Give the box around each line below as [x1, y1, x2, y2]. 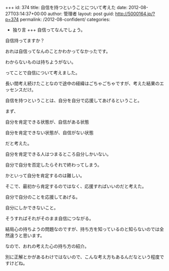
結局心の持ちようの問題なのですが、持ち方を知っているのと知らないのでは [5, 226, 160, 232]
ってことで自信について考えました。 [5, 70, 80, 76]
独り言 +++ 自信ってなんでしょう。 [12, 27, 86, 33]
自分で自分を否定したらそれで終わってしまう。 [5, 162, 102, 168]
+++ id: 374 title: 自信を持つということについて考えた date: [5, 5, 128, 10]
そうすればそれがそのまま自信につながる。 [5, 215, 94, 221]
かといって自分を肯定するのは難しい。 [5, 173, 85, 178]
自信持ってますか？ [5, 37, 45, 43]
